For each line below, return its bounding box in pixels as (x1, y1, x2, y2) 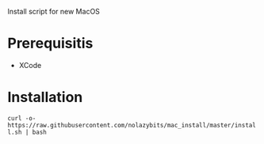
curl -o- (7, 114, 36, 122)
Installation (7, 89, 83, 106)
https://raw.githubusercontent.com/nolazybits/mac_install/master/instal (7, 121, 257, 129)
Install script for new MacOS (7, 7, 101, 16)
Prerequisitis (7, 35, 94, 52)
